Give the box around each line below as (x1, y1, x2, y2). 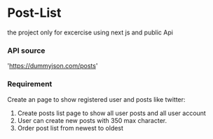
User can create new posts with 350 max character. (17, 116, 167, 124)
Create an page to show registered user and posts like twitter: (7, 95, 186, 103)
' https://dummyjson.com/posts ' (7, 62, 98, 70)
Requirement (7, 79, 53, 89)
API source (7, 46, 46, 55)
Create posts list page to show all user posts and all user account (17, 109, 207, 117)
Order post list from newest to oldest (17, 124, 124, 132)
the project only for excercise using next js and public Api (7, 28, 174, 37)
